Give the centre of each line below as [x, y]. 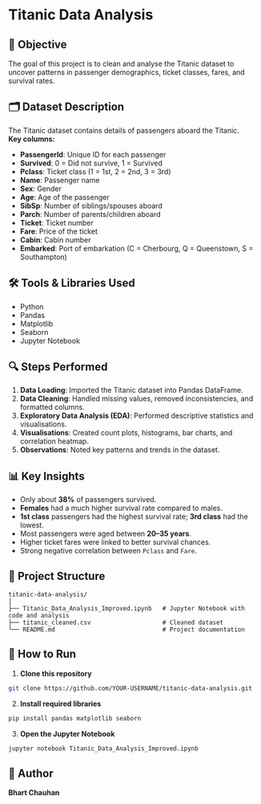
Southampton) [44, 257]
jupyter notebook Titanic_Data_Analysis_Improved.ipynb [103, 749]
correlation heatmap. [54, 441]
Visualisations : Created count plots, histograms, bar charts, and [126, 433]
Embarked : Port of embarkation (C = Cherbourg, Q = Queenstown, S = [137, 248]
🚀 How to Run [42, 654]
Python [32, 306]
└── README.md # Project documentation [127, 630]
